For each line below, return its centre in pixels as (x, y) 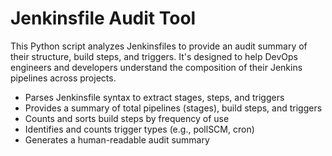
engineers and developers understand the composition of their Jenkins (156, 67)
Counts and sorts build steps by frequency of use (127, 118)
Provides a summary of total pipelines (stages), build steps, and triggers (173, 108)
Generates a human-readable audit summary (117, 139)
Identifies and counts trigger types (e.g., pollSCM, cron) (139, 129)
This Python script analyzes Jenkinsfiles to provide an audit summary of (159, 46)
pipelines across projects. (63, 78)
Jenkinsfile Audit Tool (103, 18)
